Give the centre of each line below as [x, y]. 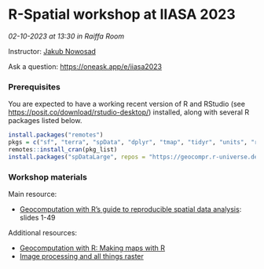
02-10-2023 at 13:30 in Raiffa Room [66, 36]
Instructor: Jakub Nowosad [52, 51]
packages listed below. [45, 121]
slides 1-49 [37, 218]
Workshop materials [48, 176]
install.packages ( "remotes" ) [56, 135]
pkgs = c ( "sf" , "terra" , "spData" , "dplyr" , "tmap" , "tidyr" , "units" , [128, 143]
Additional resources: [42, 233]
